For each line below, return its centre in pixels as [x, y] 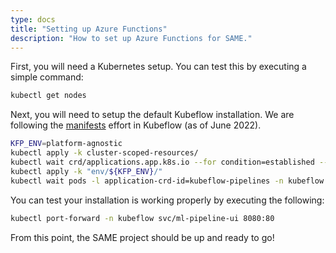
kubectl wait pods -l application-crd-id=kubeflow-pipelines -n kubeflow [167, 181]
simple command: [47, 77]
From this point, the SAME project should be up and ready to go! [142, 237]
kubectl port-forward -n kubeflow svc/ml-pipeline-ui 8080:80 [142, 218]
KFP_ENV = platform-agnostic [66, 144]
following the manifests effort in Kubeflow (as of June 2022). [136, 125]
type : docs [33, 19]
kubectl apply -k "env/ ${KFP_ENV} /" [86, 171]
